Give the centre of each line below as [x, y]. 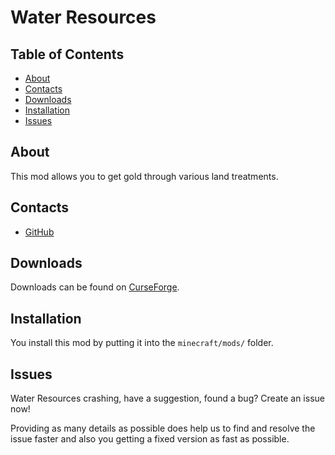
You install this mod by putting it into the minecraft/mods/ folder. [142, 343]
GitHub [39, 232]
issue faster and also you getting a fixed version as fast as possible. [150, 439]
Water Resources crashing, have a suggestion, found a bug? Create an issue [167, 398]
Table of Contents [67, 54]
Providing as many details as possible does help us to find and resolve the [163, 428]
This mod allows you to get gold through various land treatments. [144, 176]
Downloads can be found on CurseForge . [95, 287]
